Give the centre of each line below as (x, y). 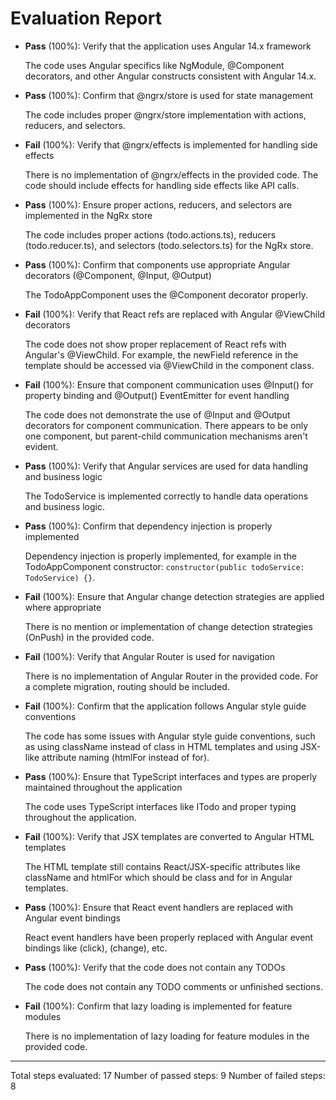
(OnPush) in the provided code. (89, 637)
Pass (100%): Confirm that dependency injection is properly (148, 526)
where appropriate (63, 607)
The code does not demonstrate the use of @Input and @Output (157, 414)
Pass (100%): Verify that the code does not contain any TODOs (155, 967)
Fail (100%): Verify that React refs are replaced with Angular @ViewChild (175, 314)
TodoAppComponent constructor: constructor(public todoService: (164, 566)
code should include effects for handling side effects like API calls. (162, 185)
